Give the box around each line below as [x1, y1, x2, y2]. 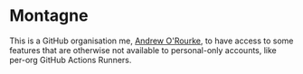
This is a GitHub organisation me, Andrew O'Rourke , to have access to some [9, 35, 294, 46]
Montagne [9, 5, 89, 26]
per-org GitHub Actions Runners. [9, 54, 132, 65]
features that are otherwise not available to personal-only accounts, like [9, 44, 278, 55]
